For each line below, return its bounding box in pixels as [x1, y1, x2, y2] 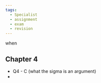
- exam [10, 21, 24, 27]
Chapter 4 [5, 55, 38, 63]
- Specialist [10, 12, 38, 17]
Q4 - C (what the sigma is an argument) [12, 68, 96, 74]
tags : [5, 7, 17, 13]
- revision [10, 26, 33, 31]
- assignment [10, 17, 38, 22]
